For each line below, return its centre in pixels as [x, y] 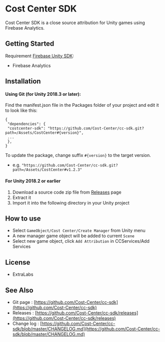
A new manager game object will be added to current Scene [73, 236]
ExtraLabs [23, 274]
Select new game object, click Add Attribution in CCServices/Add [81, 241]
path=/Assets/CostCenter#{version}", [44, 133]
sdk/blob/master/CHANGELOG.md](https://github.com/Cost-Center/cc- [86, 328]
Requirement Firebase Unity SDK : [39, 56]
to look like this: [21, 110]
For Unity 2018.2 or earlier [33, 181]
